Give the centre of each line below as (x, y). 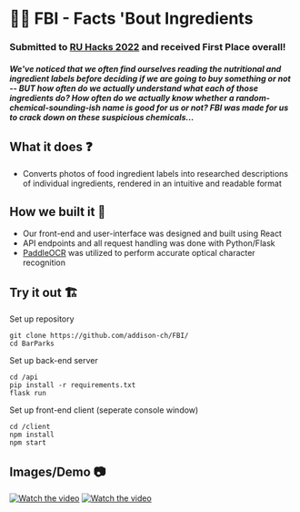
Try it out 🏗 (44, 292)
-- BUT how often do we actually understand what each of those (134, 88)
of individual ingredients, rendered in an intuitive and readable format (152, 183)
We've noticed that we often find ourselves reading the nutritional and (145, 68)
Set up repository (42, 319)
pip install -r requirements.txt (73, 385)
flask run (28, 394)
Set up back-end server (54, 361)
